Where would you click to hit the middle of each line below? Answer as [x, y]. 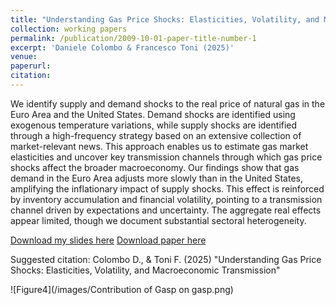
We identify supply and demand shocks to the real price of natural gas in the [168, 103]
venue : [24, 57]
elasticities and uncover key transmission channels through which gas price [166, 157]
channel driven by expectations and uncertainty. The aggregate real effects [166, 210]
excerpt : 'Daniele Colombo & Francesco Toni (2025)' [122, 47]
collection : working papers [69, 29]
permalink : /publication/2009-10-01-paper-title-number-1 [133, 38]
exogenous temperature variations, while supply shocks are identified [154, 125]
